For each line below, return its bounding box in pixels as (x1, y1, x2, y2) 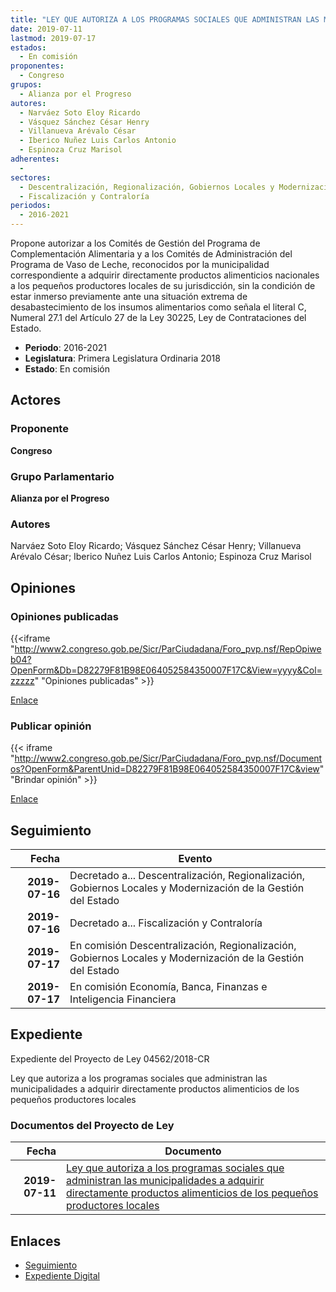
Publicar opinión (10, 719, 92, 733)
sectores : (10, 172, 52, 183)
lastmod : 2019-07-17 (10, 33, 97, 43)
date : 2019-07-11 (10, 24, 83, 34)
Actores (10, 392, 62, 409)
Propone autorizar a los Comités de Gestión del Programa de (10, 237, 261, 249)
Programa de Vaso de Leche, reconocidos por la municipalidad (10, 259, 270, 270)
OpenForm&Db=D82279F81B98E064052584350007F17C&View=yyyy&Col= (10, 664, 323, 676)
